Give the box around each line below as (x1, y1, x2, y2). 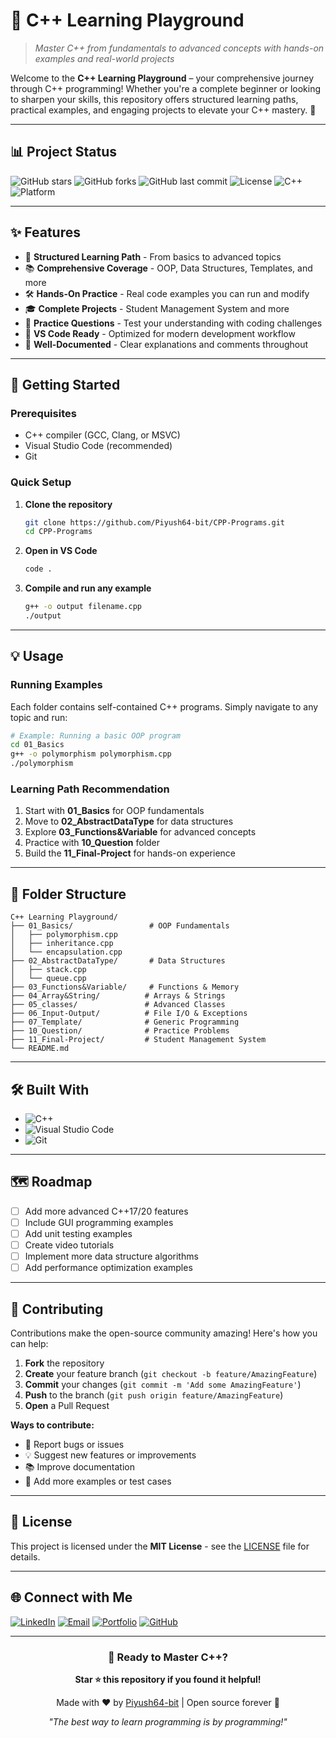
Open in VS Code (24, 545, 98, 557)
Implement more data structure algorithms (24, 1250, 199, 1263)
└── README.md (10, 1044, 70, 1054)
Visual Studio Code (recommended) (24, 440, 173, 452)
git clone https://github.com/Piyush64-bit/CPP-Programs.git (24, 517, 286, 528)
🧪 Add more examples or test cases (24, 1475, 172, 1488)
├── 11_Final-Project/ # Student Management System (10, 1035, 267, 1045)
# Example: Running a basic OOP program (10, 730, 182, 741)
